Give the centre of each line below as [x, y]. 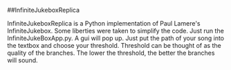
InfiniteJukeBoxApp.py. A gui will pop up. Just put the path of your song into [116, 38]
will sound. [22, 60]
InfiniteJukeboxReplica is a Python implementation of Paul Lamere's [104, 23]
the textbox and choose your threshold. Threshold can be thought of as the [114, 45]
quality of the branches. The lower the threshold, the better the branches [111, 53]
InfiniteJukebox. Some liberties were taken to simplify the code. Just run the [116, 31]
